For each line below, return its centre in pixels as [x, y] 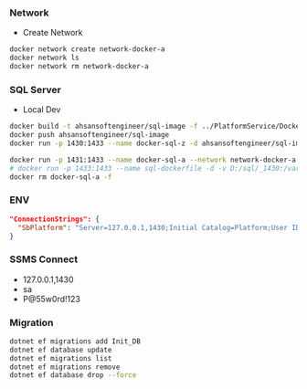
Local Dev [42, 110]
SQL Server [35, 89]
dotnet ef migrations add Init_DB [75, 341]
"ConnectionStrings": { [55, 219]
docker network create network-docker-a [88, 49]
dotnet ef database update [61, 350]
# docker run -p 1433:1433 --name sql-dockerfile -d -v [118, 168]
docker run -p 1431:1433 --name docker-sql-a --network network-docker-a [153, 160]
